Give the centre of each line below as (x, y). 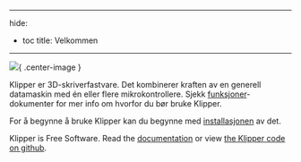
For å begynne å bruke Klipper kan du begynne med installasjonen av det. (146, 121)
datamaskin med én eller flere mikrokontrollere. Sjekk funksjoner (128, 94)
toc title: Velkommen (60, 40)
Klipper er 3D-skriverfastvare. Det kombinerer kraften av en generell (135, 85)
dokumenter (32, 103)
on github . (28, 148)
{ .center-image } (50, 67)
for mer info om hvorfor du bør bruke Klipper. (139, 103)
